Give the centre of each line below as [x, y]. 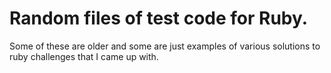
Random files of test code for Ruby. [159, 18]
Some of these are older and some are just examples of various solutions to [165, 46]
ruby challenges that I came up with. [84, 56]
